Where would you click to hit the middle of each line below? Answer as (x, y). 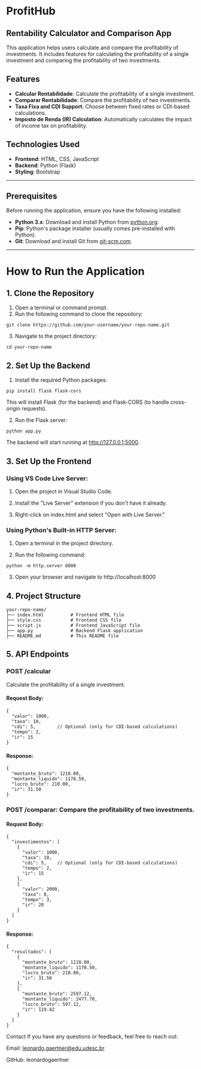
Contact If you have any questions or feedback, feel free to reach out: (92, 1037)
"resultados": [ (32, 952)
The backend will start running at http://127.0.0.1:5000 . (73, 442)
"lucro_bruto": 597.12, (52, 1004)
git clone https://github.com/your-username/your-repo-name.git (88, 325)
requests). (34, 409)
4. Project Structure (44, 596)
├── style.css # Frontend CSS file (64, 620)
